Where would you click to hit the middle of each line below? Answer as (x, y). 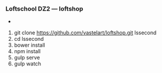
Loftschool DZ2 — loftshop (44, 9)
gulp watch (28, 64)
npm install (27, 51)
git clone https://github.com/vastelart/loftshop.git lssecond (85, 33)
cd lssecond (29, 39)
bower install (29, 45)
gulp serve (27, 58)
